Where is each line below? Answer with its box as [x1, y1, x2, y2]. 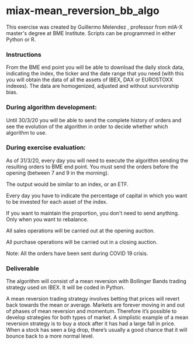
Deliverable [6, 264, 40, 273]
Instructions [6, 50, 42, 59]
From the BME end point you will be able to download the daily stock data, [6, 64, 185, 71]
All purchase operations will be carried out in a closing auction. [6, 238, 158, 245]
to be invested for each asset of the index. [6, 198, 108, 205]
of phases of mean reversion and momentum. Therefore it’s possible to [6, 308, 177, 315]
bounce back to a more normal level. [6, 332, 95, 340]
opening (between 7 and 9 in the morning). [6, 169, 109, 176]
